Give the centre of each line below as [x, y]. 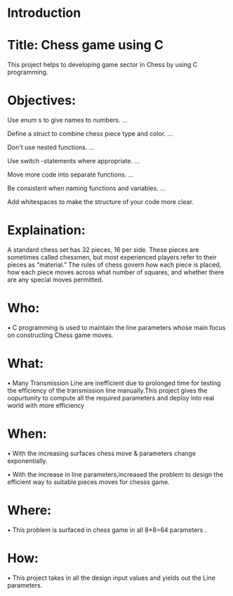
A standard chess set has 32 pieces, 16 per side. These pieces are [103, 250]
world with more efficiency [46, 405]
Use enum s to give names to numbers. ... [67, 120]
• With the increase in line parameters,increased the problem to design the [115, 474]
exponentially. [27, 461]
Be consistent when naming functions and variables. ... [87, 189]
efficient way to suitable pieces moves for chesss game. [88, 482]
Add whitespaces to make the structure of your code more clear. [101, 202]
